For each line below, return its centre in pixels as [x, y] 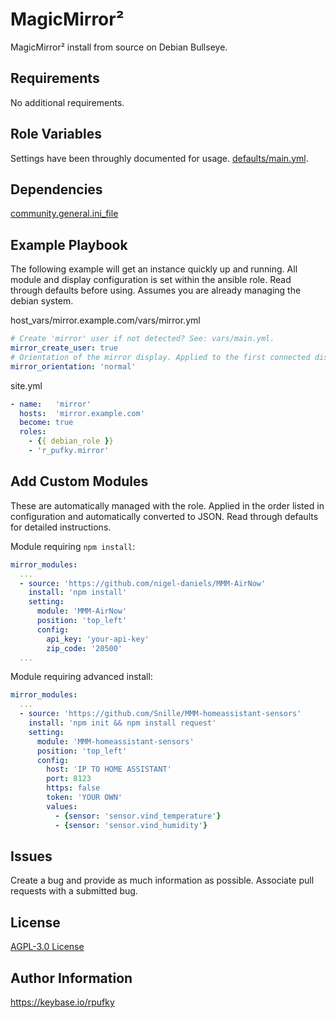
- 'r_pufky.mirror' [69, 451]
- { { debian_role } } [71, 441]
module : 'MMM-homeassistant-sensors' [115, 741]
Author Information [71, 978]
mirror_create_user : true [64, 348]
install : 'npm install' [78, 593]
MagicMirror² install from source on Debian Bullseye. [119, 47]
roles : [33, 432]
